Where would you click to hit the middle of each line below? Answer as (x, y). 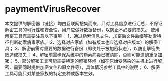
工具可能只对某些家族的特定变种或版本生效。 (51, 73)
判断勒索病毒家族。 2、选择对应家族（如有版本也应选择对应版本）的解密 (84, 42)
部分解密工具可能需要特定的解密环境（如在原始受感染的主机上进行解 (92, 61)
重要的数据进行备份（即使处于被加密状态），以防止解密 (100, 48)
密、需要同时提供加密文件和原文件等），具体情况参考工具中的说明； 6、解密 (83, 67)
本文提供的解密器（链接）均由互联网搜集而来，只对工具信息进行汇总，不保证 (84, 23)
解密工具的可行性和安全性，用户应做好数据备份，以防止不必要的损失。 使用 (82, 30)
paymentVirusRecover (53, 9)
